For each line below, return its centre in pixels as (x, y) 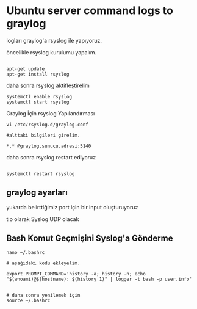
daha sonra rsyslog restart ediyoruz (51, 157)
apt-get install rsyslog (38, 74)
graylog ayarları (37, 193)
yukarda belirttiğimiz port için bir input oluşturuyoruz (72, 207)
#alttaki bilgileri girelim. (43, 135)
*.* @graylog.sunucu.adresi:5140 (49, 146)
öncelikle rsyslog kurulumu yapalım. (51, 52)
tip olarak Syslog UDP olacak (43, 219)
